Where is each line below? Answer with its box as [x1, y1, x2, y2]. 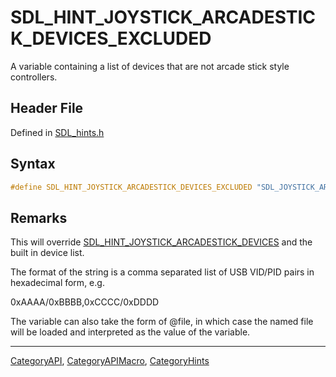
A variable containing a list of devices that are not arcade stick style [10, 60, 290, 72]
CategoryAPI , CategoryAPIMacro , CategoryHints [10, 355, 210, 367]
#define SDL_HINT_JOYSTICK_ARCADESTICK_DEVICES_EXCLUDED [10, 182, 253, 192]
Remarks [10, 209, 68, 226]
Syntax [10, 156, 56, 173]
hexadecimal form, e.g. [10, 277, 105, 289]
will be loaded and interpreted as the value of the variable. [10, 326, 251, 338]
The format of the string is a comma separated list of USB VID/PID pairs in [10, 266, 315, 278]
